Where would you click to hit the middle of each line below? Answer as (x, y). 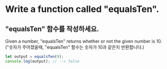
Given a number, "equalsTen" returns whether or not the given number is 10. (83, 41)
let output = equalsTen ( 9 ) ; (35, 56)
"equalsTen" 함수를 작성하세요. (52, 29)
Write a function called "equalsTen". (82, 9)
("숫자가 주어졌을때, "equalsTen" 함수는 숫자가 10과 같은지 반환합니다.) (75, 47)
